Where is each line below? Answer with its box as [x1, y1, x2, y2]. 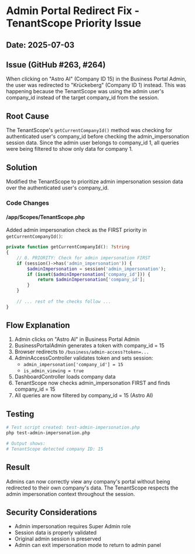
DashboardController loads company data [14, 373, 116, 380]
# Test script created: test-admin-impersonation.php [6, 424, 141, 431]
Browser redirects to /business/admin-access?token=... [14, 348, 149, 356]
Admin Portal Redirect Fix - [6, 4, 139, 18]
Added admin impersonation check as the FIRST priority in [6, 227, 147, 234]
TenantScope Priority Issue [6, 16, 142, 30]
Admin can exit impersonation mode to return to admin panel [14, 542, 161, 549]
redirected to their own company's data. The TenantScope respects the [6, 484, 179, 491]
